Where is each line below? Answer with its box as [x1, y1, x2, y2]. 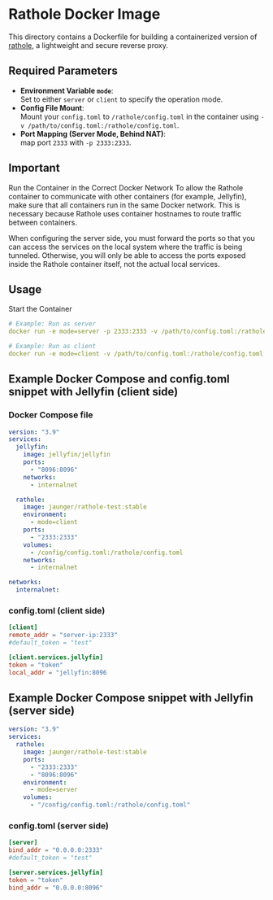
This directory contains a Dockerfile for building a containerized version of [8, 32, 258, 42]
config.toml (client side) [8, 605, 106, 616]
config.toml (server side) [8, 819, 110, 831]
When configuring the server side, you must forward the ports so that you [8, 233, 256, 242]
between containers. [8, 217, 77, 227]
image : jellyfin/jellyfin [23, 451, 111, 459]
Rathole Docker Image [8, 5, 161, 24]
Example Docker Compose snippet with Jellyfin [8, 691, 253, 705]
